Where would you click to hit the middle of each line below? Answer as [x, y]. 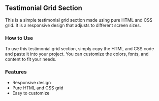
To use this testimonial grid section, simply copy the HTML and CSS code [79, 49]
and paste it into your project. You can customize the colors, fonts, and [77, 54]
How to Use [19, 38]
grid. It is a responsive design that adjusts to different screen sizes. [73, 25]
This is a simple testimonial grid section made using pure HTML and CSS [79, 20]
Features [16, 72]
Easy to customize [31, 93]
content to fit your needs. [31, 59]
